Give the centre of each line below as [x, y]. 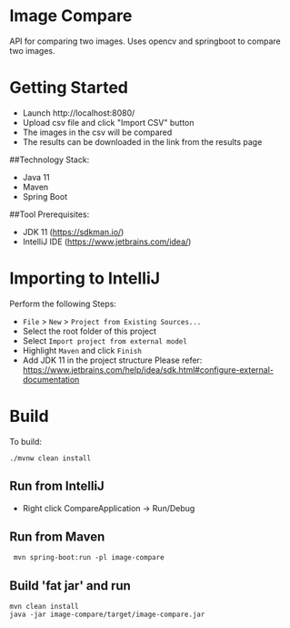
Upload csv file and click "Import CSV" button [108, 122]
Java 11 [36, 177]
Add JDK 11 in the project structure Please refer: [112, 360]
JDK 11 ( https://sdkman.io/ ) [73, 232]
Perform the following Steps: [63, 304]
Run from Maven [57, 536]
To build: [26, 441]
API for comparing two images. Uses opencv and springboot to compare [145, 41]
